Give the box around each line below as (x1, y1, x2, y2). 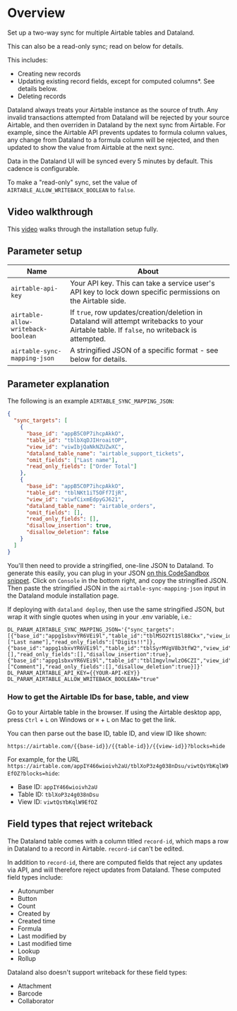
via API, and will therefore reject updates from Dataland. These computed (7, 865, 221, 874)
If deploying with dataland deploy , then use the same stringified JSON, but (7, 605, 225, 613)
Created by (17, 909, 51, 918)
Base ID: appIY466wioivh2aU (17, 782, 97, 791)
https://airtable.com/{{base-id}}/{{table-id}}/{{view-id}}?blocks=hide (7, 743, 226, 750)
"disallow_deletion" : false (25, 528, 109, 536)
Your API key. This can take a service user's (70, 278, 215, 288)
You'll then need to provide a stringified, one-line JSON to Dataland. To (7, 561, 214, 569)
